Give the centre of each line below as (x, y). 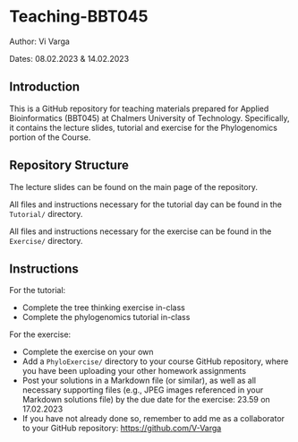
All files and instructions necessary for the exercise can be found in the (140, 231)
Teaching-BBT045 (79, 17)
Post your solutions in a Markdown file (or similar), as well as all (139, 381)
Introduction (45, 87)
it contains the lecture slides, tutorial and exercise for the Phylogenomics (143, 127)
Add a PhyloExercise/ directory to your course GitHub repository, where (155, 361)
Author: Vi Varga (39, 41)
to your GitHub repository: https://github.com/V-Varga (122, 429)
